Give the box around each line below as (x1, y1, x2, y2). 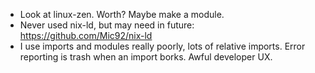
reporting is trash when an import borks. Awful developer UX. (19, 51, 273, 63)
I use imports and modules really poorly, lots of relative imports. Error (19, 40, 306, 52)
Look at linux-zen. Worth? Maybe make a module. (19, 9, 225, 20)
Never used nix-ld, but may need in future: (19, 19, 195, 31)
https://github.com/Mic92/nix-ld (19, 30, 153, 41)
